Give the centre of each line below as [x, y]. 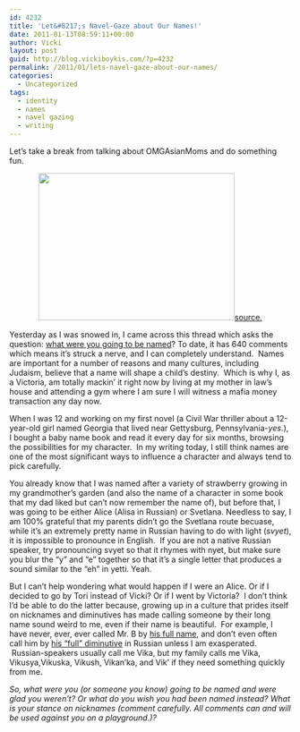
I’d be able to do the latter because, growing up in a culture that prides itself [149, 605]
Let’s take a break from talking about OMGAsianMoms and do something [143, 151]
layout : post [34, 51]
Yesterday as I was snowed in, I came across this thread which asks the [141, 335]
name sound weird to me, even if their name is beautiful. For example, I [141, 624]
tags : [19, 92]
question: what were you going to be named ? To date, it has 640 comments [149, 344]
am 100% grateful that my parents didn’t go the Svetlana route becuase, [142, 521]
